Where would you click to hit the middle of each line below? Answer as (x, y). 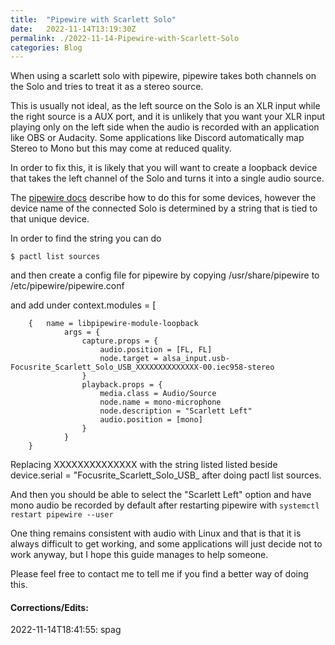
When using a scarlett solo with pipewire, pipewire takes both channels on (163, 76)
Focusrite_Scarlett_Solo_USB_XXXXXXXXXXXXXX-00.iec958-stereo (142, 367)
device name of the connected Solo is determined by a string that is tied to (164, 208)
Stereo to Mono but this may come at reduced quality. (121, 148)
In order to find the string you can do (86, 238)
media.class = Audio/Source (158, 394)
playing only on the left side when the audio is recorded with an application (165, 127)
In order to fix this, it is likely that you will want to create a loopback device (164, 168)
